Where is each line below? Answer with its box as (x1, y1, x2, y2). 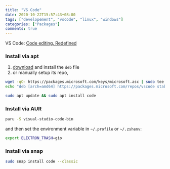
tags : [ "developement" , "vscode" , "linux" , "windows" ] (5, 17, 123, 22)
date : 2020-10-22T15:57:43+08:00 (5, 12, 76, 17)
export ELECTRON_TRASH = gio (5, 136, 62, 141)
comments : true (5, 26, 37, 31)
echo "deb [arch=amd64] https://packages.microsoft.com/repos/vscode (5, 84, 155, 89)
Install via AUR (5, 105, 42, 112)
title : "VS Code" (5, 7, 42, 13)
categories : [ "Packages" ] (5, 21, 60, 27)
